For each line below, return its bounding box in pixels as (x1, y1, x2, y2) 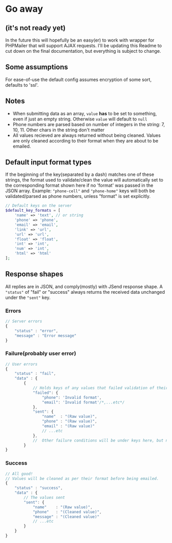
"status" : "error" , (14, 328, 58, 333)
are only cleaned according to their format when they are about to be (12, 137, 159, 144)
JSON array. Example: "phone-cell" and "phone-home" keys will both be (5, 188, 155, 194)
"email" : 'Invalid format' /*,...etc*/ (41, 399, 125, 405)
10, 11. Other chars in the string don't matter (12, 127, 105, 133)
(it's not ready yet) (5, 24, 66, 32)
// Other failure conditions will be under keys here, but (32, 438, 164, 443)
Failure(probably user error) (5, 350, 76, 357)
